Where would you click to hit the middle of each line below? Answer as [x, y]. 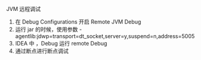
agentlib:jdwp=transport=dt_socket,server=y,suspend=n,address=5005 [105, 36]
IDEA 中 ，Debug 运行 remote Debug [61, 43]
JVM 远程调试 [24, 9]
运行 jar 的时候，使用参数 [46, 29]
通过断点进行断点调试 [42, 51]
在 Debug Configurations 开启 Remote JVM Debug [78, 22]
